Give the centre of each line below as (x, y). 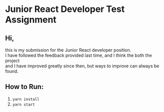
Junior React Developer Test (65, 9)
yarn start (24, 105)
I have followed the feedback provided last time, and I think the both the (79, 55)
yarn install (26, 99)
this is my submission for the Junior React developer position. (68, 50)
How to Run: (24, 87)
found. (12, 71)
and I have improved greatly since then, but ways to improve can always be (82, 66)
